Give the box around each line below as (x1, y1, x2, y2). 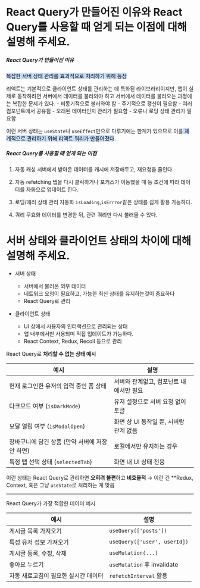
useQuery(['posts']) (109, 527, 168, 534)
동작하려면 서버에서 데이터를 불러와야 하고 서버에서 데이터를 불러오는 (17, 93, 177, 100)
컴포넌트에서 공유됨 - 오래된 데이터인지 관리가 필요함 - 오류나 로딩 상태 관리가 (6, 108, 186, 115)
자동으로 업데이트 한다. (26, 186, 79, 193)
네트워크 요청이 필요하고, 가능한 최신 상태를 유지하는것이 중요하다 (23, 290, 175, 298)
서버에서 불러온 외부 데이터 (23, 283, 86, 290)
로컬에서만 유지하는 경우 (114, 442, 178, 451)
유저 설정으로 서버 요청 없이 (114, 398, 186, 406)
